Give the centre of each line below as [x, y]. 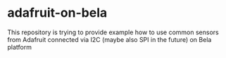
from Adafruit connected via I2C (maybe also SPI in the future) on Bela [109, 39]
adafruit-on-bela [57, 13]
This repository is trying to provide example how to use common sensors [113, 32]
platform [19, 47]
